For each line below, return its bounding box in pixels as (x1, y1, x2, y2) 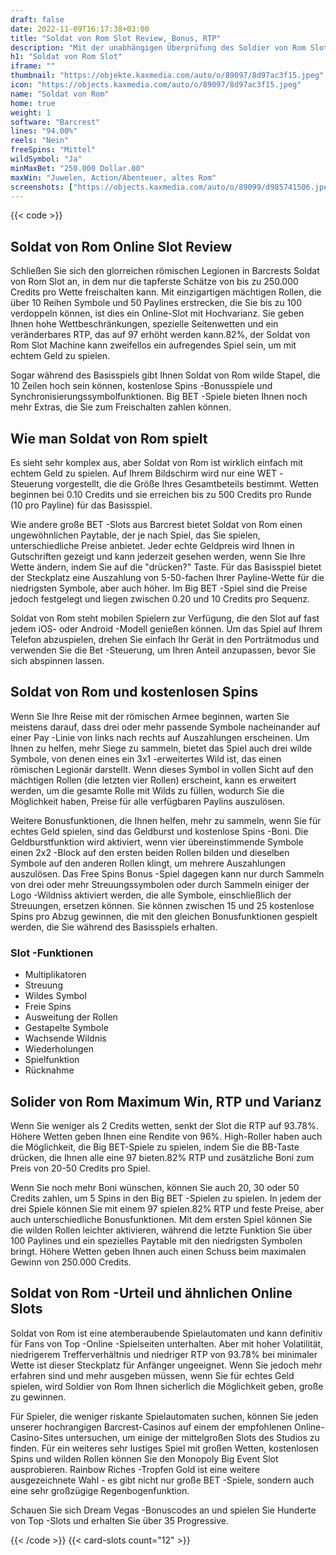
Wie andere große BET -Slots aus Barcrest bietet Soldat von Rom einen (10, 519, 303, 530)
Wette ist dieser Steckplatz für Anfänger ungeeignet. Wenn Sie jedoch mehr (10, 1359, 323, 1371)
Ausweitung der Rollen (24, 1011, 118, 1023)
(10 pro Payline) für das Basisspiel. (10, 499, 153, 511)
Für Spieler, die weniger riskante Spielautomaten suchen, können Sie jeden (10, 1410, 319, 1422)
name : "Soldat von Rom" (10, 89, 110, 99)
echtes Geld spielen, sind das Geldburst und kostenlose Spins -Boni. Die (10, 825, 309, 837)
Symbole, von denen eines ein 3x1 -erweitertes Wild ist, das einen (10, 752, 282, 765)
